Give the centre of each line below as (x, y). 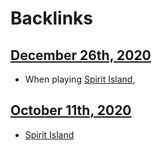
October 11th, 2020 (71, 110)
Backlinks (52, 18)
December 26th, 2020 (81, 55)
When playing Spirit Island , (80, 79)
